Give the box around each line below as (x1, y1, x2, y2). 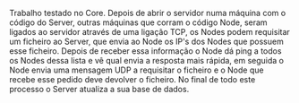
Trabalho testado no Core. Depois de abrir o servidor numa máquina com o (9, 8, 286, 18)
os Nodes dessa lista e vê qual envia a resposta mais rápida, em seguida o (9, 56, 285, 65)
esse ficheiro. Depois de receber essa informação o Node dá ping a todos (9, 46, 282, 56)
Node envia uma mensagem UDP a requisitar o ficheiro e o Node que (9, 64, 264, 75)
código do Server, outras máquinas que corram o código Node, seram (9, 17, 268, 28)
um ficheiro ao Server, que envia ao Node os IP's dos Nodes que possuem (9, 36, 284, 47)
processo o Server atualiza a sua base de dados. (9, 84, 190, 94)
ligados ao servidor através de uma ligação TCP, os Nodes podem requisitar (9, 27, 291, 37)
